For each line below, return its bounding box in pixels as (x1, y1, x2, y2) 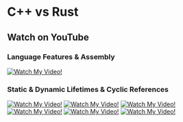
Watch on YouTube (7, 32, 89, 43)
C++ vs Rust (7, 4, 79, 20)
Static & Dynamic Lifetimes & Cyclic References (7, 84, 169, 94)
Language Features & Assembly (7, 52, 115, 62)
